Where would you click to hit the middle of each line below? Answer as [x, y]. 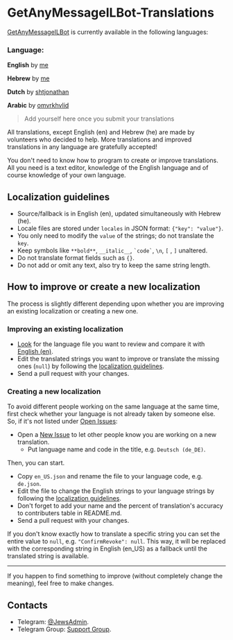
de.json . [29, 484]
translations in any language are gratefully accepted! [83, 147]
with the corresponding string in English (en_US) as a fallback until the [107, 548]
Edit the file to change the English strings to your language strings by [116, 491]
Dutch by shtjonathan [38, 92]
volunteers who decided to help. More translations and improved [100, 139]
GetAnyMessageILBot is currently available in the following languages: [108, 32]
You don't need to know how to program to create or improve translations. [113, 160]
